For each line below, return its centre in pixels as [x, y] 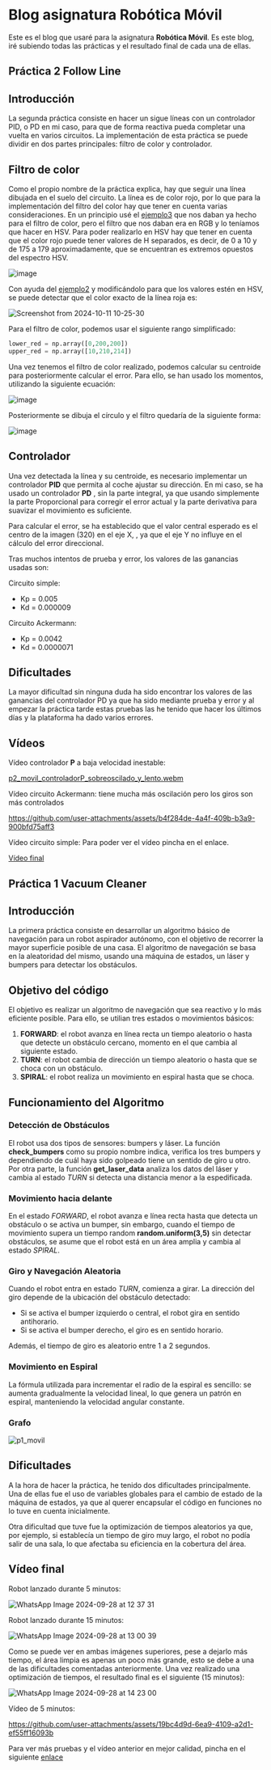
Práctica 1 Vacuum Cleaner [78, 883]
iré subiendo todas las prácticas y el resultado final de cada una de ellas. [130, 45]
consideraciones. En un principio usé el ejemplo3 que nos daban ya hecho [133, 214]
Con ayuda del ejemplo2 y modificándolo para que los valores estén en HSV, [136, 289]
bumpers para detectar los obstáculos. [73, 965]
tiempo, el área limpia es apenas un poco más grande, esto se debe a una [131, 1660]
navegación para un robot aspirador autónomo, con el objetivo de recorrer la [136, 939]
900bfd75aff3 [32, 827]
